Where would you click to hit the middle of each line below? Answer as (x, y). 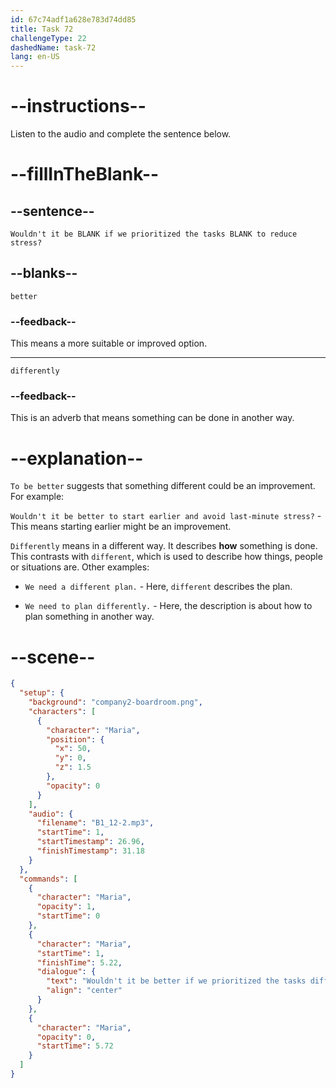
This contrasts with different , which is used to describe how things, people (166, 557)
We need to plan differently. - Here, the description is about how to (168, 606)
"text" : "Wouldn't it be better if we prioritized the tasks (176, 981)
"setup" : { (42, 693)
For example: (37, 497)
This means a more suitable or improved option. (109, 343)
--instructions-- (78, 106)
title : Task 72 (42, 29)
